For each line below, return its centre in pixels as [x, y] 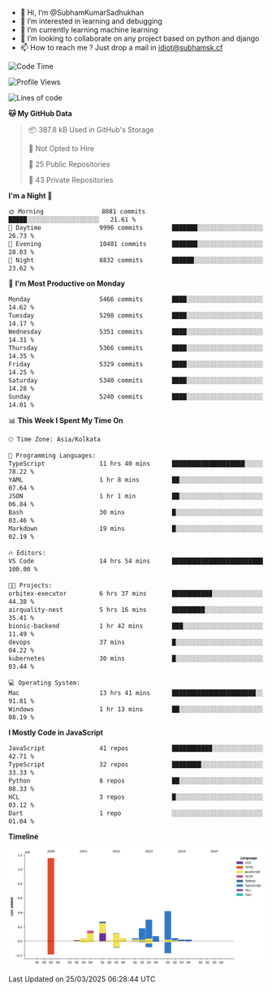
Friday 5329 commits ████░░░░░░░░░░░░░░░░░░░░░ [136, 364]
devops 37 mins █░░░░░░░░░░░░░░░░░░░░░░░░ [136, 642]
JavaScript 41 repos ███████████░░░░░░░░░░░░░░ [136, 748]
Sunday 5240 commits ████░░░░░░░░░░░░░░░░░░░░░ [136, 397]
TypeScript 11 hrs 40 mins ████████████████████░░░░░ [136, 464]
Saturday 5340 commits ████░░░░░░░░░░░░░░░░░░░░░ [136, 381]
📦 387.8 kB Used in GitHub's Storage [91, 129]
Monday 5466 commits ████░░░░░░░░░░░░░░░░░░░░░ [136, 300]
